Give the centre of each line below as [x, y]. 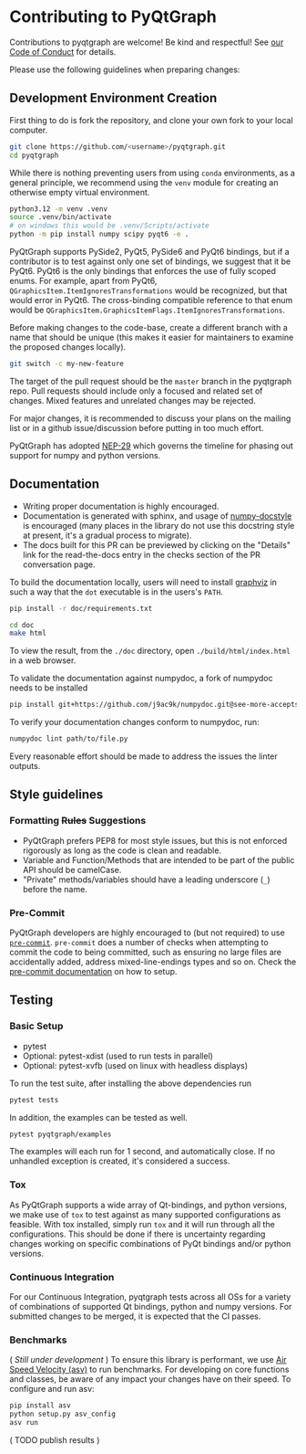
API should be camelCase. [72, 869]
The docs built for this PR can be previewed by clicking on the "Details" [157, 544]
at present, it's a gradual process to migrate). [107, 535]
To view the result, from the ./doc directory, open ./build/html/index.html [150, 651]
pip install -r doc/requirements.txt [81, 608]
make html [28, 633]
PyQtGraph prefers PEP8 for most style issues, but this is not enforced [155, 840]
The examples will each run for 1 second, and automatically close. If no [143, 1152]
